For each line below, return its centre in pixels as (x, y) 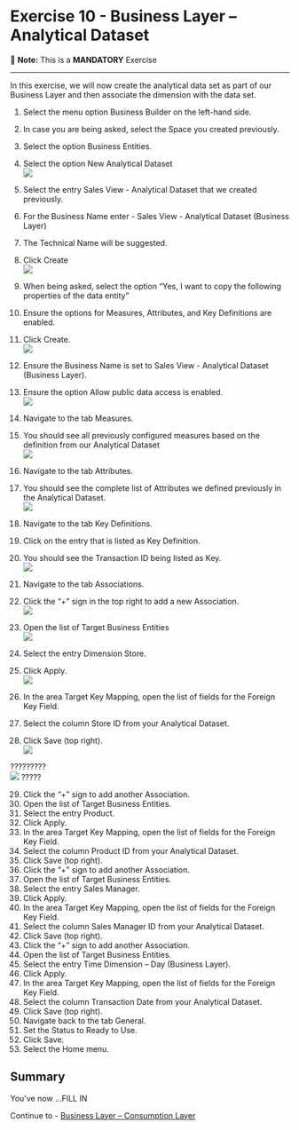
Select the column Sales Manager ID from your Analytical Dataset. (144, 926)
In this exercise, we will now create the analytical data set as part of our (141, 85)
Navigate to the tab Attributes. (78, 470)
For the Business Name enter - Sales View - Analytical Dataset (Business (156, 216)
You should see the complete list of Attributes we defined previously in (152, 488)
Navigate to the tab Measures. (78, 418)
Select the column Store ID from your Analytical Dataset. (126, 723)
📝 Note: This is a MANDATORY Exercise (84, 59)
